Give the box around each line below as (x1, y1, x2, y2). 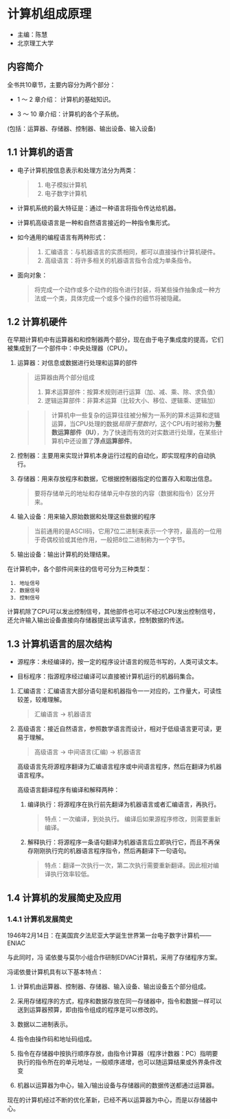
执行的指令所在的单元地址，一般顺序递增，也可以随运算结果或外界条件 (16, 1058, 216, 1066)
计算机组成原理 (7, 6, 92, 22)
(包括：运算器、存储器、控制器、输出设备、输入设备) (7, 124, 157, 133)
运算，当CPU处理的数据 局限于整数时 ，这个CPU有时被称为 (51, 420, 216, 428)
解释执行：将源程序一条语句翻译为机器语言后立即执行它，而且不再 (27, 838, 214, 846)
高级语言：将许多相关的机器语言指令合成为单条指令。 (44, 256, 196, 265)
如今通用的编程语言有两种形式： (16, 233, 108, 241)
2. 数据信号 (10, 587, 41, 595)
